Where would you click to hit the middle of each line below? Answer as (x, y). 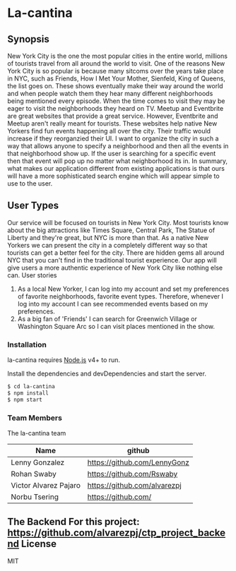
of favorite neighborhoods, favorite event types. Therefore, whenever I (120, 296)
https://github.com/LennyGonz (138, 462)
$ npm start (25, 399)
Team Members (35, 418)
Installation (27, 344)
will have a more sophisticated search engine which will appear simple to (114, 176)
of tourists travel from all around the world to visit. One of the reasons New (116, 64)
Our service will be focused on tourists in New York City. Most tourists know (118, 222)
